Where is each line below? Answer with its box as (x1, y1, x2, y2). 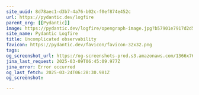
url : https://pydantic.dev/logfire (6, 14, 94, 20)
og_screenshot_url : (6, 53, 54, 59)
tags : (6, 47, 20, 53)
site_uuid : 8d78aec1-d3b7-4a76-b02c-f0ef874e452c (6, 8, 131, 15)
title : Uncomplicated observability (6, 36, 97, 42)
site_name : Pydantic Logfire (6, 31, 78, 37)
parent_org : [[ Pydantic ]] (6, 20, 70, 26)
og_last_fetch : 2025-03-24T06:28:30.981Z (6, 69, 110, 75)
